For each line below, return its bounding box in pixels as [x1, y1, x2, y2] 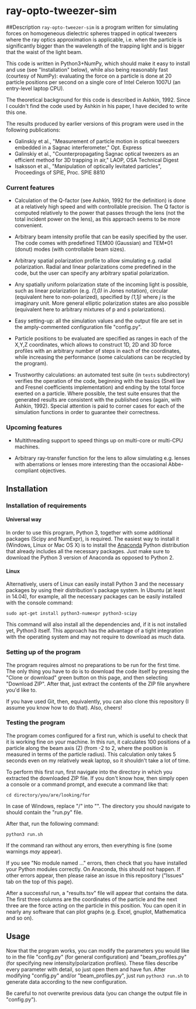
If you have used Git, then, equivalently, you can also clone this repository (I [6, 698, 189, 705]
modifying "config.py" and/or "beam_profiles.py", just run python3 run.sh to [6, 972, 189, 979]
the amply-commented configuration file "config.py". [14, 324, 142, 331]
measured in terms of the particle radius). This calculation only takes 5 [6, 751, 177, 758]
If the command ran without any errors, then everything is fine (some [6, 842, 173, 849]
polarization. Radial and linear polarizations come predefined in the [14, 263, 177, 271]
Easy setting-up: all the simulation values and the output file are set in [14, 317, 183, 324]
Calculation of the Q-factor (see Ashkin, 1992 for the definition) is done [14, 197, 186, 204]
